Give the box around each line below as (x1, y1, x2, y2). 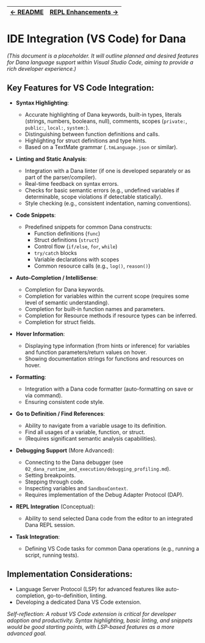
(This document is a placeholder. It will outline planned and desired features (7, 52, 199, 59)
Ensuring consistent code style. (24, 398, 104, 405)
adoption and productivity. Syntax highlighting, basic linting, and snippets (7, 617, 193, 624)
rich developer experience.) (7, 65, 77, 72)
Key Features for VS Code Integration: (7, 83, 154, 94)
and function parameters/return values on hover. (24, 348, 147, 356)
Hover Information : (15, 330, 65, 337)
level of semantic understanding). (24, 299, 110, 306)
